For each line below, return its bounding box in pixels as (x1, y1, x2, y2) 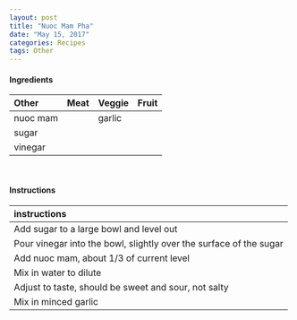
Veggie (98, 97, 130, 109)
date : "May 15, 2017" (9, 30, 90, 39)
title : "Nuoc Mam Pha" (9, 22, 94, 30)
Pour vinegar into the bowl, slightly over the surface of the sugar (13, 237, 284, 249)
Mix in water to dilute (13, 266, 102, 279)
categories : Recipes (9, 38, 87, 48)
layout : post (9, 13, 58, 22)
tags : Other (9, 47, 54, 56)
